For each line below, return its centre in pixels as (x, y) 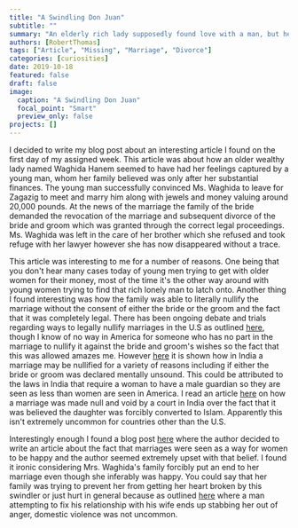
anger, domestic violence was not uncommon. (94, 514)
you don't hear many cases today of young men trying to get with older (139, 271)
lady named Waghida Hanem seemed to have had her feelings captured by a (149, 169)
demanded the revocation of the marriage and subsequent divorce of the (143, 216)
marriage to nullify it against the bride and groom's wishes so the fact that (144, 346)
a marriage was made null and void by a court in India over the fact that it (143, 403)
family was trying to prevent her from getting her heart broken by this (136, 486)
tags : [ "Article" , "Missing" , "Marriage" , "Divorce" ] (111, 51)
